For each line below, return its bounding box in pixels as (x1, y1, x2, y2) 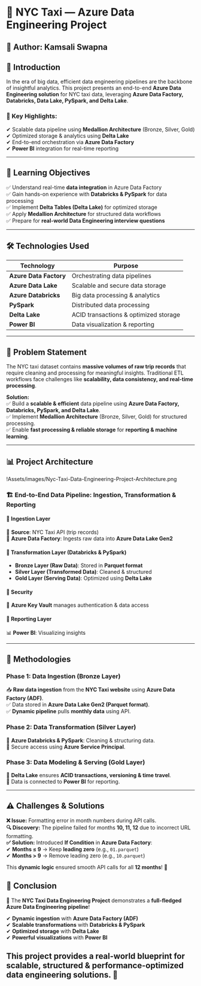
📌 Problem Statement (6, 347, 87, 357)
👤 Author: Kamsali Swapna (6, 42, 108, 52)
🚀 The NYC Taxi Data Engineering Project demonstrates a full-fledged (6, 897, 182, 904)
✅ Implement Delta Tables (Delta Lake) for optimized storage (6, 203, 157, 211)
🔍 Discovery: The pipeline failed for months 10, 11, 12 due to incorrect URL (6, 824, 191, 831)
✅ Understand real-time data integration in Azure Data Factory (6, 184, 162, 191)
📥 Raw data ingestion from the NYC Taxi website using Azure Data (6, 686, 175, 693)
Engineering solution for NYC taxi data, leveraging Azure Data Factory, (6, 91, 184, 98)
